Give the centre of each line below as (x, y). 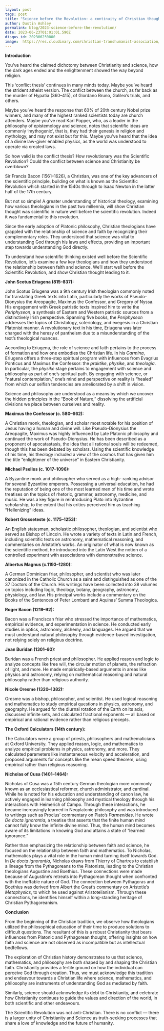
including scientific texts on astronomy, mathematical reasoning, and (74, 539)
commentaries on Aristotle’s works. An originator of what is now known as (80, 544)
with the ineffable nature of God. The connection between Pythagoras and (80, 881)
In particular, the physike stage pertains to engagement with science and (78, 368)
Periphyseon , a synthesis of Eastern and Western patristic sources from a (79, 312)
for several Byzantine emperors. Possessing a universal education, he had (80, 484)
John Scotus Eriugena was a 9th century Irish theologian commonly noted (80, 291)
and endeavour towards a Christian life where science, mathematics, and (78, 978)
